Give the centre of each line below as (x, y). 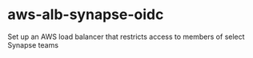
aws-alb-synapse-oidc (86, 15)
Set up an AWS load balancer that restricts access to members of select (126, 37)
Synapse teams (33, 44)
